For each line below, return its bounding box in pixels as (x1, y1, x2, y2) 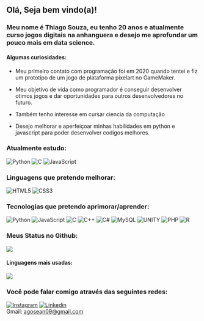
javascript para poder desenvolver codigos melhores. (15, 128, 150, 136)
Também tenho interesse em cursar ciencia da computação (15, 110, 165, 118)
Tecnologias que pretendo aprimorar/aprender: (6, 202, 150, 211)
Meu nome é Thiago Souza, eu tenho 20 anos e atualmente (6, 23, 184, 32)
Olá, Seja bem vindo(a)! (6, 5, 97, 15)
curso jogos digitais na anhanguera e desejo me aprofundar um (6, 31, 199, 39)
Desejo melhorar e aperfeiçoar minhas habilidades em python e (15, 122, 175, 130)
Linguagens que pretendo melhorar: (6, 173, 115, 182)
